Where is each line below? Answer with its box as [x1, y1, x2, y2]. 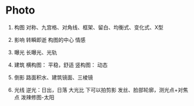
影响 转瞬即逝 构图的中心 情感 [14, 36, 86, 43]
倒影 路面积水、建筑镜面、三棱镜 [14, 74, 93, 81]
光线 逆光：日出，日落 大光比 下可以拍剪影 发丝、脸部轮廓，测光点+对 [14, 86, 183, 93]
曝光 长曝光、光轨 [14, 48, 57, 56]
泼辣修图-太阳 [21, 94, 55, 101]
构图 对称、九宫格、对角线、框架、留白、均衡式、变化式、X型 [14, 24, 164, 31]
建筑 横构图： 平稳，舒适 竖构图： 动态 [14, 61, 108, 68]
